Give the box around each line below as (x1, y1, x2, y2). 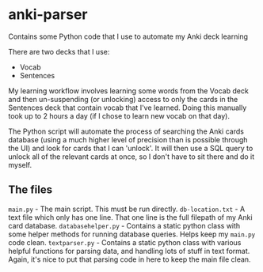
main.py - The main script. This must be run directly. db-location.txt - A (8, 204, 246, 213)
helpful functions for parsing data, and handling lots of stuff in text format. (8, 246, 250, 255)
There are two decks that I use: (8, 47, 110, 56)
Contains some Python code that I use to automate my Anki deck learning (8, 32, 248, 41)
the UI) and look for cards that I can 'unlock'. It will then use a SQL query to (8, 143, 253, 153)
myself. (8, 160, 32, 169)
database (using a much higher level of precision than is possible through (8, 134, 248, 144)
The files (8, 183, 53, 197)
